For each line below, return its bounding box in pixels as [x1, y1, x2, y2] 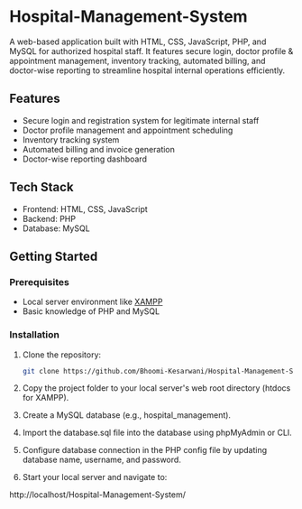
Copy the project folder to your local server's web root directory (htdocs [22, 383, 291, 393]
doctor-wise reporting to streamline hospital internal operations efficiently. [9, 65, 286, 76]
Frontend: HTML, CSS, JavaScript [22, 203, 149, 214]
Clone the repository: [22, 349, 102, 360]
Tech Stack [9, 180, 74, 195]
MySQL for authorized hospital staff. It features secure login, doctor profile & [9, 45, 294, 56]
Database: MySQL [22, 223, 90, 234]
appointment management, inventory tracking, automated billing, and [9, 55, 266, 66]
